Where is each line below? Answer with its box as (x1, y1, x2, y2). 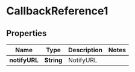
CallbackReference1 (6, 4, 108, 18)
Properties (6, 28, 47, 38)
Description (68, 46, 102, 54)
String (44, 56, 63, 64)
